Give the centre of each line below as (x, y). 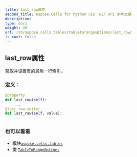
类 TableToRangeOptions (36, 149)
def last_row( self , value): (34, 113)
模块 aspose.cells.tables (37, 143)
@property (15, 95)
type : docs (16, 23)
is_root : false (21, 37)
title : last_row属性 (25, 10)
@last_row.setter (23, 109)
